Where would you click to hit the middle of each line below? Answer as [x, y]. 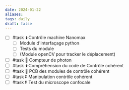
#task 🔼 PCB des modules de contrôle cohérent [61, 71]
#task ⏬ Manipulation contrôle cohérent [52, 77]
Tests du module [37, 49]
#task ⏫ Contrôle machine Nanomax [49, 38]
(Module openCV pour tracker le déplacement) [67, 54]
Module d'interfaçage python [49, 43]
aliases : [14, 14]
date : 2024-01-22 [23, 10]
